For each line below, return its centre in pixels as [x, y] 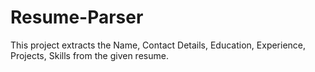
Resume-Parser [77, 17]
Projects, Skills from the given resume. [89, 55]
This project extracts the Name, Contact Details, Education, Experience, [158, 45]
